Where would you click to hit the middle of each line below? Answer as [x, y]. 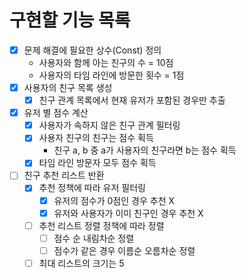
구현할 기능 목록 [70, 20]
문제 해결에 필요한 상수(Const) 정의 [92, 50]
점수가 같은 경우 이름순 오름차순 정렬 [124, 250]
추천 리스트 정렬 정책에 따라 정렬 [101, 225]
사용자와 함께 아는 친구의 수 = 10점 [106, 62]
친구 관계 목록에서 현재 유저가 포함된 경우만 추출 [132, 100]
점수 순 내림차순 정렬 [94, 238]
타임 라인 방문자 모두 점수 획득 [97, 163]
